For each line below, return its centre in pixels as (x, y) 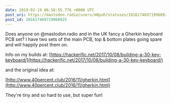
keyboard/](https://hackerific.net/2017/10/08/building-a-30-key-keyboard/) (84, 60)
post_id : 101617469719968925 (36, 19)
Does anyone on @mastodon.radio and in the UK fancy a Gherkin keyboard (84, 34)
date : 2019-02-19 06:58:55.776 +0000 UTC (50, 10)
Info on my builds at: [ (28, 55)
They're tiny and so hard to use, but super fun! (54, 95)
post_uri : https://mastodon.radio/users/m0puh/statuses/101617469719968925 (87, 15)
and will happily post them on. (37, 45)
